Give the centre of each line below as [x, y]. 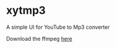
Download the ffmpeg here [39, 38]
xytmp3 [26, 10]
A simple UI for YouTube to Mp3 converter [58, 27]
